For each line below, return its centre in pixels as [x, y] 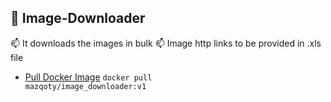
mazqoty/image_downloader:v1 [85, 86]
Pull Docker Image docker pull [88, 77]
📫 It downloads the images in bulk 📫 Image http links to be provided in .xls [166, 43]
